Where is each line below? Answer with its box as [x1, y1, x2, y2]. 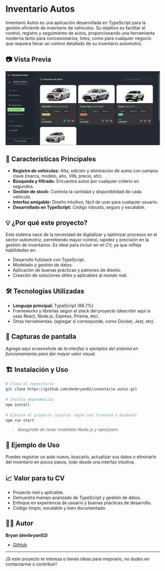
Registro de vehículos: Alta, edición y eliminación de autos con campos [12, 168, 158, 174]
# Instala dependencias [5, 397, 54, 402]
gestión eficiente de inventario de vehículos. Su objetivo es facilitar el [5, 25, 146, 30]
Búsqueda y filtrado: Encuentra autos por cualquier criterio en [12, 178, 139, 184]
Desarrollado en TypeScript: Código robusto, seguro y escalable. [12, 205, 146, 210]
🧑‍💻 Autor [5, 519, 34, 528]
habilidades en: [5, 247, 36, 253]
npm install [5, 402, 30, 407]
